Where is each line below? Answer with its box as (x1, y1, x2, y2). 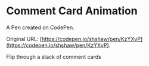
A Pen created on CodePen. (6, 24, 74, 31)
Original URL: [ (6, 35, 42, 42)
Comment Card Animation (6, 4, 138, 18)
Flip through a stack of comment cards (6, 53, 101, 60)
